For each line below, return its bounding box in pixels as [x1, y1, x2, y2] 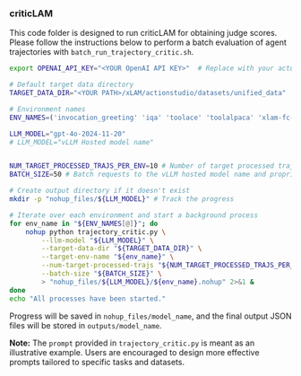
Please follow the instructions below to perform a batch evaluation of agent [9, 37, 287, 48]
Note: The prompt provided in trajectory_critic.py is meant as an [9, 337, 255, 348]
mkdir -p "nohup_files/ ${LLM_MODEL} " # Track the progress [9, 195, 235, 204]
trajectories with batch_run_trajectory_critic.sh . [9, 47, 194, 57]
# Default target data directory [9, 80, 134, 90]
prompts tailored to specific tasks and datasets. [9, 356, 185, 367]
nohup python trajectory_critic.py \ [25, 227, 167, 236]
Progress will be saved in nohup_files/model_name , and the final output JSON [9, 310, 292, 321]
